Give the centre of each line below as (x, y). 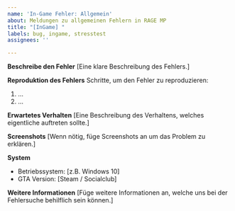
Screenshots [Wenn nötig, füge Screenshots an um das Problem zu (106, 137)
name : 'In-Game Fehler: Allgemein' (60, 14)
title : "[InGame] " (36, 27)
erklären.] (22, 144)
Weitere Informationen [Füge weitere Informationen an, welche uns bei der (118, 193)
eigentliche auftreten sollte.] (49, 123)
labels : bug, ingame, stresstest (57, 34)
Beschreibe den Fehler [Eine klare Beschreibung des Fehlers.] (99, 67)
